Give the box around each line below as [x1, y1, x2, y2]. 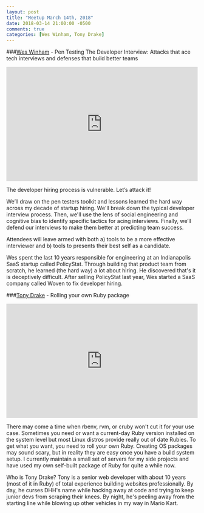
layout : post [6, 9, 39, 15]
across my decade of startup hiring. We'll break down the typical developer [6, 205, 195, 212]
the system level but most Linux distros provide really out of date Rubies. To [6, 436, 196, 444]
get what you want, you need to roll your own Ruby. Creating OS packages [6, 442, 193, 450]
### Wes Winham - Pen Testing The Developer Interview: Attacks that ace [6, 48, 191, 55]
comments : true [6, 26, 45, 32]
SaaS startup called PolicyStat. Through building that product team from [6, 260, 187, 268]
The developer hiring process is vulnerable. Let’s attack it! [6, 186, 151, 194]
